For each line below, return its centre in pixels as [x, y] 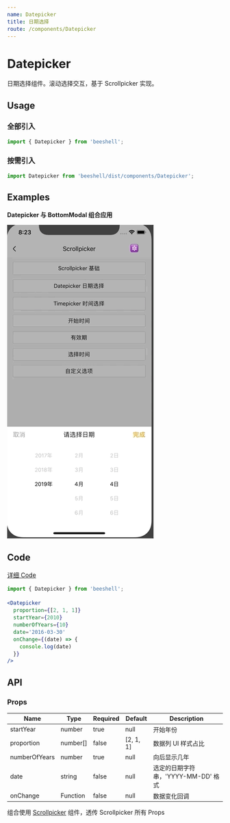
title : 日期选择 [28, 22]
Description [187, 719]
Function [73, 796]
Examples [28, 198]
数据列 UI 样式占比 [179, 743]
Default [136, 719]
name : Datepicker [32, 14]
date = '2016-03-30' [40, 632]
